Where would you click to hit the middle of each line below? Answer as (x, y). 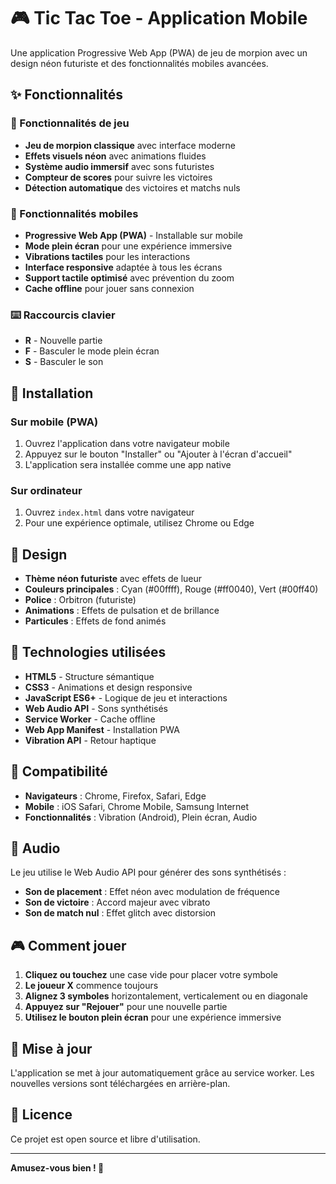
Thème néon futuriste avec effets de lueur (113, 579)
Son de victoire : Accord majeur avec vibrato (117, 902)
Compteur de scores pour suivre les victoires (118, 177)
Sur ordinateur (46, 490)
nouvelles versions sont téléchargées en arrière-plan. (120, 1084)
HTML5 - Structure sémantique (89, 676)
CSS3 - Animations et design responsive (108, 687)
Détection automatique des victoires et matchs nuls (132, 187)
